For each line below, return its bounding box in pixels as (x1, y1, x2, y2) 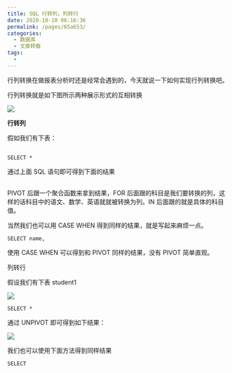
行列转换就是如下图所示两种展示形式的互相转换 (7, 90, 142, 99)
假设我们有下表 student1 (7, 278, 77, 286)
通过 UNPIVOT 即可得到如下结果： (7, 318, 107, 326)
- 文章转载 (13, 43, 41, 50)
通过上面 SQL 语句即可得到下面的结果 (7, 167, 116, 176)
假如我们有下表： (7, 134, 57, 142)
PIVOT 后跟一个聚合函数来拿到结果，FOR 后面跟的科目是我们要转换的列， (7, 188, 219, 197)
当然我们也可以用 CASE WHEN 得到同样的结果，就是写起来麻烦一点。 (7, 221, 207, 230)
